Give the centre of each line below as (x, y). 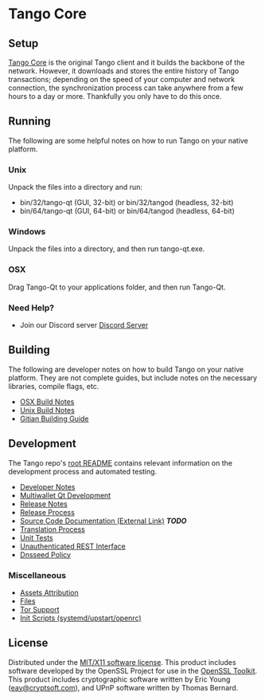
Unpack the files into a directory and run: (76, 187)
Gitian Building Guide (54, 419)
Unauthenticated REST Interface (72, 546)
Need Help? (31, 308)
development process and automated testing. (83, 471)
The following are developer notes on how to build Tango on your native (126, 369)
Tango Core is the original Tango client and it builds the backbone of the (127, 62)
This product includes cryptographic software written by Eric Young (119, 679)
